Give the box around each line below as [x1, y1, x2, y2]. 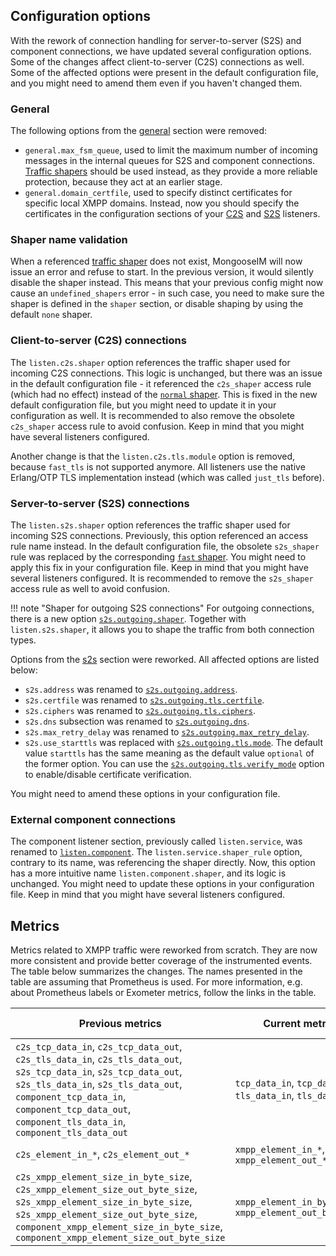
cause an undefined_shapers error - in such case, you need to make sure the [10, 287, 325, 299]
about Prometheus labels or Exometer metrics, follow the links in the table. [10, 987, 317, 999]
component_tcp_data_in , [15, 1090, 127, 1104]
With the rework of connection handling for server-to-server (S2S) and [10, 34, 302, 46]
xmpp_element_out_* [234, 1155, 328, 1166]
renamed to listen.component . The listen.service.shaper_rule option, [10, 846, 303, 858]
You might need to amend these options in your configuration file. [10, 788, 281, 799]
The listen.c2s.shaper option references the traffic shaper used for [10, 356, 291, 368]
